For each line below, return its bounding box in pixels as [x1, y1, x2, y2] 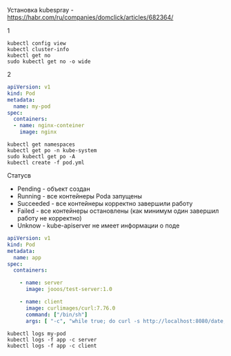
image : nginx [19, 129, 57, 135]
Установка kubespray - [7, 6, 74, 14]
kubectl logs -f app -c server [7, 336, 97, 343]
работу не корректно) [17, 214, 82, 222]
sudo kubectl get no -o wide [7, 58, 91, 65]
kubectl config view [7, 40, 67, 47]
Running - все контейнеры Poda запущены [17, 192, 143, 200]
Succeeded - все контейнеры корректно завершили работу [17, 200, 193, 207]
